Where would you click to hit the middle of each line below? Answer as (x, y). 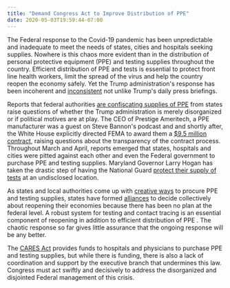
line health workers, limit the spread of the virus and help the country (105, 76)
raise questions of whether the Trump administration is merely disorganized (114, 112)
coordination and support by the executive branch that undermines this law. (114, 263)
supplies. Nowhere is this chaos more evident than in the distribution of (108, 54)
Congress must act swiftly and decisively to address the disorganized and (112, 270)
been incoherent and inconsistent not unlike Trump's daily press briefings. (113, 91)
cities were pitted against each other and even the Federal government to (111, 155)
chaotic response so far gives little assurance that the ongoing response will (115, 227)
